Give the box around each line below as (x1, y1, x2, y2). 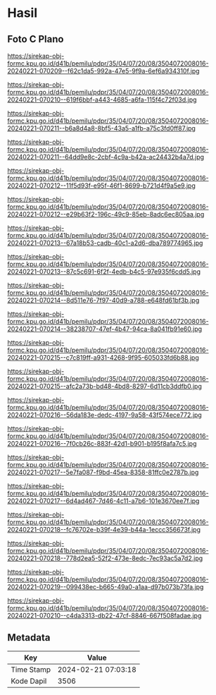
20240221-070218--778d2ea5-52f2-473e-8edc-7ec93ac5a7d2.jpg (7, 554, 203, 562)
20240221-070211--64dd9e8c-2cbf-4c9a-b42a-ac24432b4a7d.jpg (7, 153, 205, 161)
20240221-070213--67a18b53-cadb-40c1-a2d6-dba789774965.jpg (7, 238, 203, 247)
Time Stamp (11, 665, 51, 675)
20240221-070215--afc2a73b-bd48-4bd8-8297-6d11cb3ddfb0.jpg (7, 382, 203, 390)
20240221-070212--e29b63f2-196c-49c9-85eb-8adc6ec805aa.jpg (7, 210, 205, 218)
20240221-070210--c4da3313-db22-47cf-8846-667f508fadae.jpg (7, 612, 202, 620)
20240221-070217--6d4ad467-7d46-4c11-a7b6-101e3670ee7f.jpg (7, 497, 200, 505)
